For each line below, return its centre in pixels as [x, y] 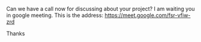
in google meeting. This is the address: [55, 15]
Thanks [16, 33]
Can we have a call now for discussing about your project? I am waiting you [101, 9]
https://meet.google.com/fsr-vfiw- [148, 15]
